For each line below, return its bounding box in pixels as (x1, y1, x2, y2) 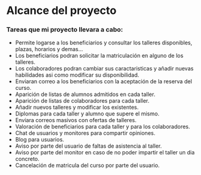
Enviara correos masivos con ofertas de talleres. (15, 117, 137, 124)
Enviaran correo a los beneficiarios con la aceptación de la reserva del (15, 78, 192, 85)
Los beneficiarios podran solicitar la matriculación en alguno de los (15, 52, 184, 60)
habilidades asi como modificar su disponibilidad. (15, 71, 139, 79)
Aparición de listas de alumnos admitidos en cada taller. (15, 91, 155, 98)
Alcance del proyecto (6, 4, 117, 18)
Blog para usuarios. (15, 136, 65, 143)
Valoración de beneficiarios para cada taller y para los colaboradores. (15, 123, 191, 131)
